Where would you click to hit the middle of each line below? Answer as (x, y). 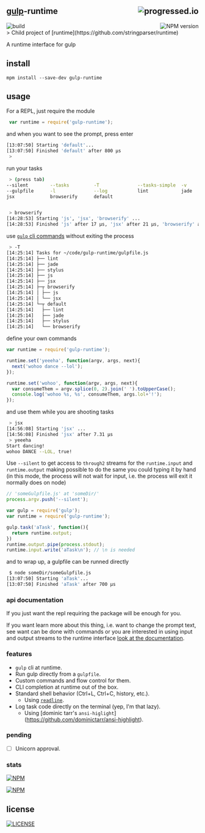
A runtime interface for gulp (41, 44)
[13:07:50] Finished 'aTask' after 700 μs (61, 585)
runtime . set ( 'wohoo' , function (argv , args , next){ (72, 383)
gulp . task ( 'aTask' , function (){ (47, 527)
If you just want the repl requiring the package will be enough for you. (94, 613)
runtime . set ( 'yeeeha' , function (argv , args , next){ (73, 361)
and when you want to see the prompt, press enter (70, 134)
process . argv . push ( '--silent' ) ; (47, 500)
